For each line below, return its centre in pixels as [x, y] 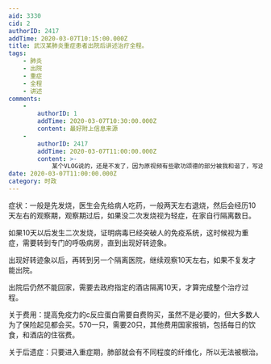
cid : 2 [19, 23]
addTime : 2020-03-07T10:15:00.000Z [68, 38]
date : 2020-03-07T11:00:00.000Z [63, 174]
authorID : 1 [58, 114]
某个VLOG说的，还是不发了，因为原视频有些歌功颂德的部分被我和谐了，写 [155, 167]
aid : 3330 [25, 16]
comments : [25, 99]
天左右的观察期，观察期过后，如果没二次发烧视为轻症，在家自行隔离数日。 [132, 215]
